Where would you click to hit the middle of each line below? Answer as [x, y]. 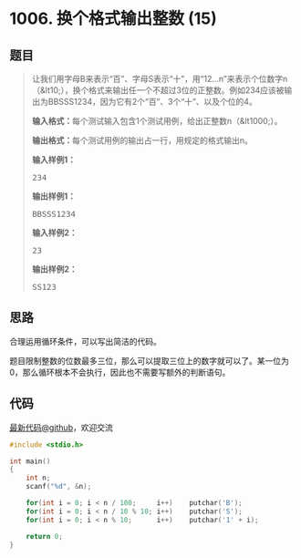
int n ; [38, 478]
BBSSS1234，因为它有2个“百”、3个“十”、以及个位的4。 [152, 102]
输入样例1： [53, 160]
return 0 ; [45, 536]
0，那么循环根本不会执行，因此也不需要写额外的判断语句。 [120, 372]
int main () [30, 461]
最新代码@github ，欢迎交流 [62, 427]
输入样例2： [54, 232]
